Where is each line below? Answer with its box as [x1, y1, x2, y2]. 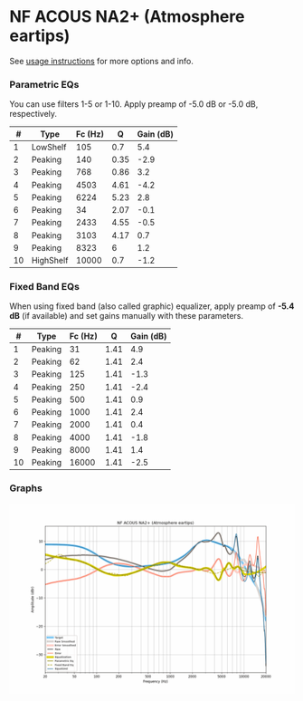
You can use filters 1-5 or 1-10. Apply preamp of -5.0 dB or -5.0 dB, [9, 99, 259, 110]
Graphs [9, 482, 43, 495]
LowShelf [31, 141, 67, 152]
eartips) [9, 25, 71, 46]
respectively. [9, 109, 57, 120]
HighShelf [31, 255, 69, 266]
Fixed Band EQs [9, 280, 80, 293]
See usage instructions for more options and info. [9, 55, 194, 66]
